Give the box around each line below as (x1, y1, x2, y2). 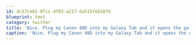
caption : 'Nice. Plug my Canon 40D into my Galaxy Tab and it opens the (6, 30, 187, 36)
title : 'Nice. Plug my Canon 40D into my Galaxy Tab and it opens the (6, 25, 181, 31)
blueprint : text (6, 14, 45, 20)
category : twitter (6, 19, 51, 25)
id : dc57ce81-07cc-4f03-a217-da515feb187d (6, 8, 111, 15)
